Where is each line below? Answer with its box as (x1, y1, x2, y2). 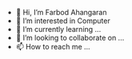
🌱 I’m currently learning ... (15, 25, 102, 33)
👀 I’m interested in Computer (15, 16, 110, 26)
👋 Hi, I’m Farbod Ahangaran (15, 8, 107, 17)
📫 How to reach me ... (15, 42, 90, 51)
